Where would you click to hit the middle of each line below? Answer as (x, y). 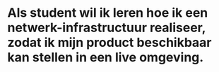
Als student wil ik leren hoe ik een (108, 13)
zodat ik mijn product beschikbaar (109, 43)
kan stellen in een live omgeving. (106, 58)
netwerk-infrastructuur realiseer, (107, 28)
